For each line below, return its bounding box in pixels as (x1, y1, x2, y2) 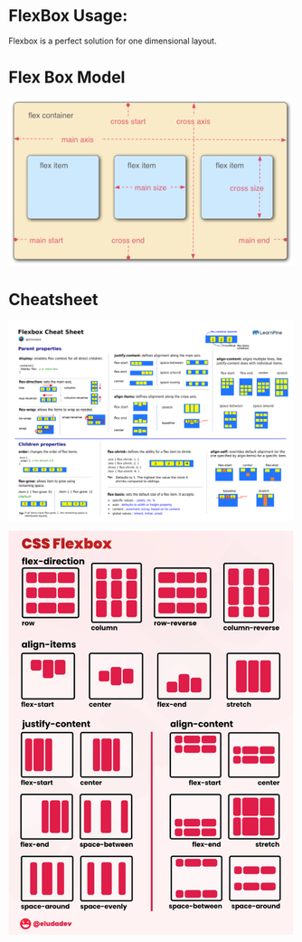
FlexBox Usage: (8, 5, 128, 26)
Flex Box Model (8, 67, 126, 88)
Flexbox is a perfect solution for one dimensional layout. (8, 35, 217, 46)
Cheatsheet (8, 290, 99, 310)
